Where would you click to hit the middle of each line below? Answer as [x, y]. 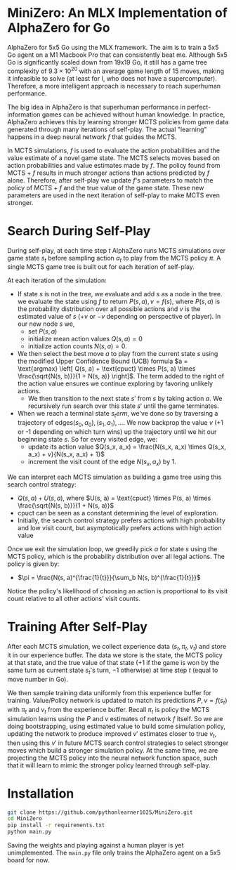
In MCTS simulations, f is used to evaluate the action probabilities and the [113, 150]
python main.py [29, 832]
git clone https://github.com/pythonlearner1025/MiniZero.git [100, 812]
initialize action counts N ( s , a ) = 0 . [78, 346]
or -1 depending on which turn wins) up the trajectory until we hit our [117, 431]
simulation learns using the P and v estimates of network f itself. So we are [115, 718]
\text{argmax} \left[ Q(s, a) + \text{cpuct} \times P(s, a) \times [106, 369]
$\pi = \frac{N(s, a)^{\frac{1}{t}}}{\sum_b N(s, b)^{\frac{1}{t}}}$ [109, 577]
